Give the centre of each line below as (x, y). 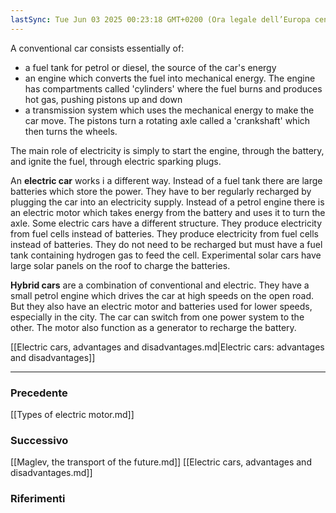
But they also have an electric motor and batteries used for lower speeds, (161, 306)
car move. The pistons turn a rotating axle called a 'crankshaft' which (167, 120)
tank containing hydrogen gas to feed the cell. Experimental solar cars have (166, 255)
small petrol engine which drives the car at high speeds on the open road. (162, 295)
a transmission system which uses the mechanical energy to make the (169, 110)
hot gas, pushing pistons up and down (103, 99)
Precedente (39, 393)
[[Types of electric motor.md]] (72, 414)
